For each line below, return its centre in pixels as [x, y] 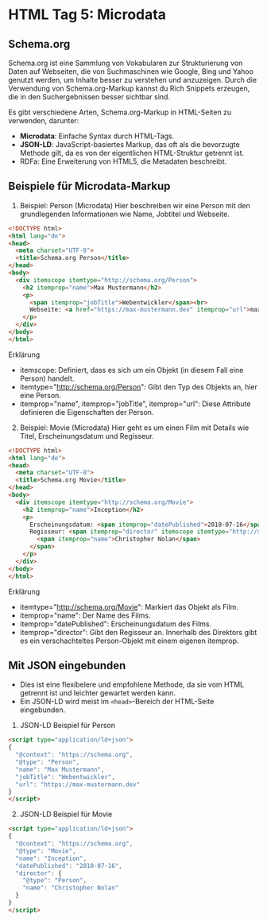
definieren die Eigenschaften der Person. [87, 412]
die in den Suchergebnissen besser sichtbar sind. [89, 97]
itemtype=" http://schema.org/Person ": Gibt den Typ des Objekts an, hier [139, 386]
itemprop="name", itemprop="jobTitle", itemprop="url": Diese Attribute [135, 404]
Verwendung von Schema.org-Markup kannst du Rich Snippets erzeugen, [129, 88]
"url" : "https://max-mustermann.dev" [78, 784]
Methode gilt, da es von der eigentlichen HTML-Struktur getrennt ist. [132, 153]
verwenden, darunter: [44, 120]
